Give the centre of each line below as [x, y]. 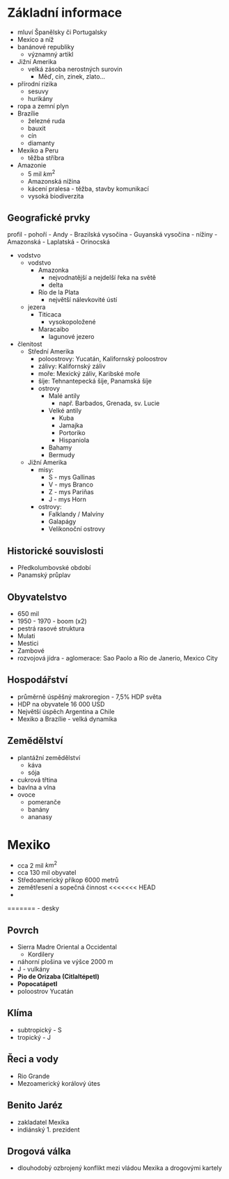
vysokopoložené [72, 322]
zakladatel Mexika [43, 1122]
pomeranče [44, 802]
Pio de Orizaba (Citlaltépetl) [58, 976]
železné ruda [46, 120]
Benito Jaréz [35, 1106]
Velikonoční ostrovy [77, 529]
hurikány [40, 98]
